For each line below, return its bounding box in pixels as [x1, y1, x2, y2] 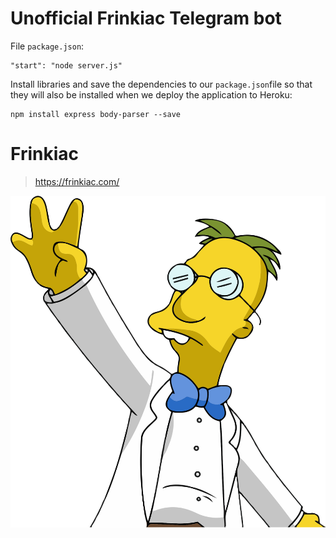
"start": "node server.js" [10, 60, 123, 71]
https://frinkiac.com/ [34, 175, 120, 187]
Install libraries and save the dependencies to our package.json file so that [10, 78, 313, 90]
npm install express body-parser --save [10, 109, 182, 119]
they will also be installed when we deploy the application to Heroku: [10, 88, 293, 101]
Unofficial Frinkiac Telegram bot [10, 7, 282, 30]
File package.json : [10, 40, 85, 52]
